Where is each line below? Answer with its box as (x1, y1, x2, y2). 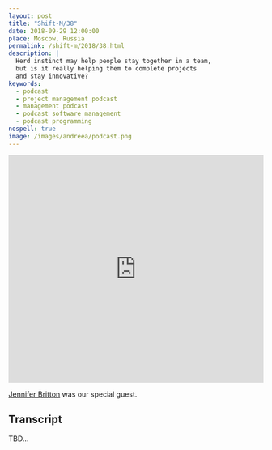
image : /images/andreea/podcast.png (8, 132, 132, 140)
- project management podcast (15, 95, 117, 103)
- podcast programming (15, 117, 92, 125)
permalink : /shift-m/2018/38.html (8, 42, 125, 50)
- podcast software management (15, 110, 121, 118)
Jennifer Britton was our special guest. (8, 389, 138, 399)
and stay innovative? (15, 72, 89, 80)
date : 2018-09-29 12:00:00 (8, 27, 100, 35)
